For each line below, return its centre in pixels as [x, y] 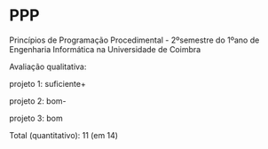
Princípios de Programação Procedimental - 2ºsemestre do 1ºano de [134, 40]
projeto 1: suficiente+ [47, 83]
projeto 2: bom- [38, 101]
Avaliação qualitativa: [48, 67]
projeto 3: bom [36, 118]
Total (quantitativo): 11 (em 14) [63, 135]
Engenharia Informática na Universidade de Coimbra [105, 49]
